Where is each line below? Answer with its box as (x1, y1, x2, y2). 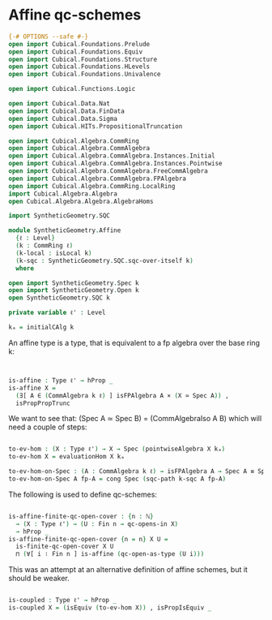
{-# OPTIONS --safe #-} (8, 32, 89, 41)
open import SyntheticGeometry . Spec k (8, 278, 139, 287)
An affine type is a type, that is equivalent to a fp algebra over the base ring (8, 338, 261, 347)
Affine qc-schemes (8, 6, 142, 24)
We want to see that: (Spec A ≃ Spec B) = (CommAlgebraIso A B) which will (8, 414, 262, 424)
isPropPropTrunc (15, 399, 70, 407)
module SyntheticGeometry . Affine (8, 226, 121, 235)
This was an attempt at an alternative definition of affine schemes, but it (8, 565, 249, 575)
